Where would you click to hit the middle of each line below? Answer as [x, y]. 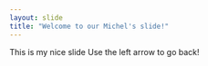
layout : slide [36, 18]
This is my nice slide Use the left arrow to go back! [104, 52]
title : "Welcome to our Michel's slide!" [89, 26]
